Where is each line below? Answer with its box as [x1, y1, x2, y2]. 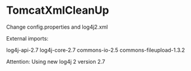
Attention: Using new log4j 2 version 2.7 [6, 58, 105, 65]
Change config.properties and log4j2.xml [6, 23, 108, 30]
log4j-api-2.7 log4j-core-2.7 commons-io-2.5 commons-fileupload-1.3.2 [6, 46, 185, 54]
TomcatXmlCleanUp [6, 4, 109, 17]
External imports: [6, 35, 49, 42]
